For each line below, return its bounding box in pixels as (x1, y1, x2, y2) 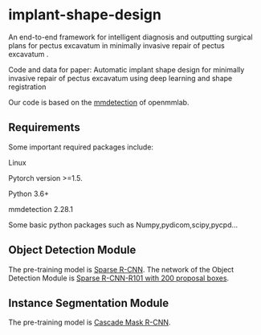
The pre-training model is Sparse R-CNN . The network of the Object (8, 264, 234, 274)
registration (8, 82, 47, 92)
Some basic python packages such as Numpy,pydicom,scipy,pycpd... (8, 219, 239, 230)
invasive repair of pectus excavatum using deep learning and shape (8, 73, 233, 83)
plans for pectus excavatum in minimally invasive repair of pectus (8, 40, 225, 50)
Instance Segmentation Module (8, 296, 169, 310)
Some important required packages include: (8, 142, 154, 152)
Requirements (8, 121, 80, 134)
